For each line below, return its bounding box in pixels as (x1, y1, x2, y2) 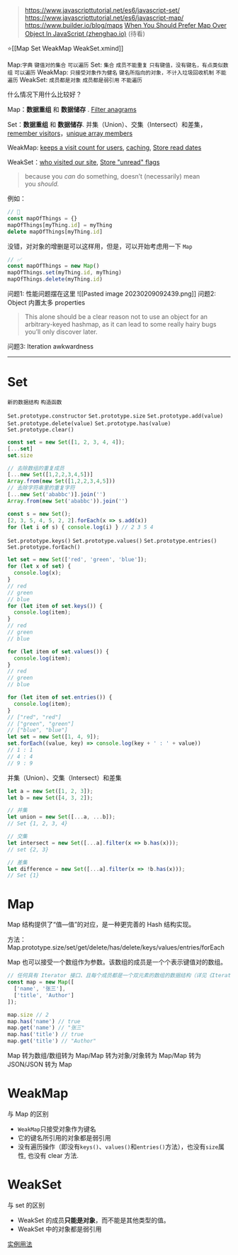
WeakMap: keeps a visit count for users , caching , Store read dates (7, 143, 202, 152)
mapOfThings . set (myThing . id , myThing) (7, 269, 122, 276)
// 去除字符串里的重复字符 (7, 485, 76, 492)
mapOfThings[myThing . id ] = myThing (7, 221, 113, 229)
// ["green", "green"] (7, 720, 74, 727)
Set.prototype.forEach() (7, 544, 81, 551)
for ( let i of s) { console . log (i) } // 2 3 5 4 (7, 524, 154, 531)
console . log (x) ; (13, 570, 62, 577)
